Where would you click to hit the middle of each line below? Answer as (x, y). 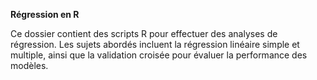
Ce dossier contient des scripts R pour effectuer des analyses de (144, 33)
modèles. (29, 65)
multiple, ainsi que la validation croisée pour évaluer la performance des (159, 55)
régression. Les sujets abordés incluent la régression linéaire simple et (155, 44)
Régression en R (45, 14)
